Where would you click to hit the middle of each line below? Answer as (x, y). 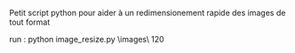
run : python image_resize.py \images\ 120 (87, 39)
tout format (30, 22)
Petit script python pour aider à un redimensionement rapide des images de (147, 13)
